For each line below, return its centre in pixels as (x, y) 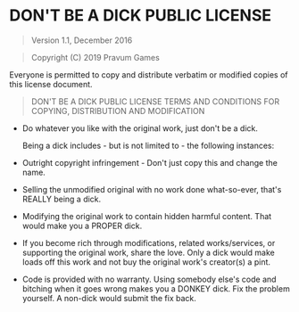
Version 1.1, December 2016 (82, 40)
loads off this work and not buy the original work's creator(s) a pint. (146, 262)
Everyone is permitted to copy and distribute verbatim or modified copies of (149, 74)
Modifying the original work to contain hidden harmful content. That (147, 216)
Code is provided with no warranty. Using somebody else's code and (149, 279)
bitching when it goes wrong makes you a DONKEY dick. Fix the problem (156, 288)
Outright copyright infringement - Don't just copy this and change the (150, 162)
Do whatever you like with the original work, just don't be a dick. (140, 128)
